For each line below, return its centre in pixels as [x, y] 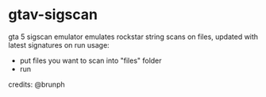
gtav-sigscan [53, 15]
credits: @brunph [37, 84]
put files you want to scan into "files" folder [91, 60]
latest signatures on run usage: [59, 45]
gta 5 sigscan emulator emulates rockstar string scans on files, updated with [133, 37]
